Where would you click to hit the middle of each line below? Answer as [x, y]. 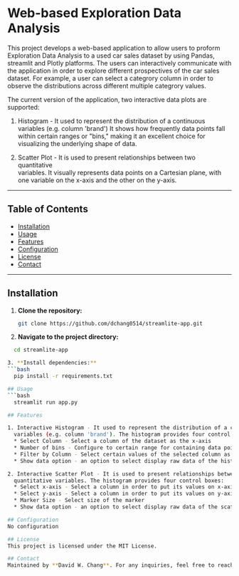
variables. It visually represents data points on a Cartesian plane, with [119, 172]
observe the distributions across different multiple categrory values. [107, 85]
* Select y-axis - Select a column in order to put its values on [114, 494]
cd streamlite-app [41, 350]
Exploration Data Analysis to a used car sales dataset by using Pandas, [111, 56]
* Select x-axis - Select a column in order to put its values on [114, 487]
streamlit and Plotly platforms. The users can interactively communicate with [119, 63]
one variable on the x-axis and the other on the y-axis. [97, 180]
